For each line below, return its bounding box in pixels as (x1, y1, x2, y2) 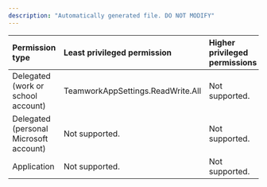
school (12, 90, 38, 101)
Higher (209, 37, 236, 48)
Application (12, 161, 55, 172)
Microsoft (12, 133, 48, 144)
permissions (209, 56, 257, 68)
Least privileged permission (63, 47, 172, 58)
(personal (12, 123, 48, 134)
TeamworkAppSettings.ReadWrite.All (63, 85, 202, 96)
